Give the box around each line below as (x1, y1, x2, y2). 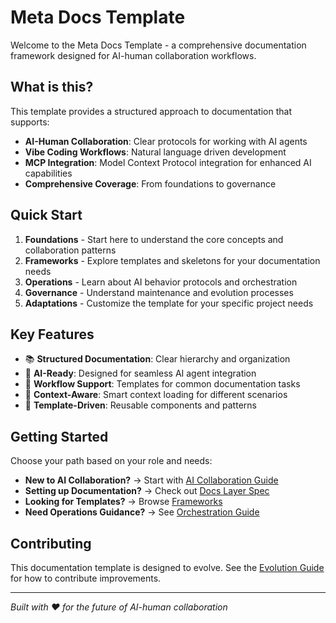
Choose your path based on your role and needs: (10, 455, 213, 467)
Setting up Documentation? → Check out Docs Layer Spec (24, 485, 270, 497)
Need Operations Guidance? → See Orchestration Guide (24, 506, 260, 518)
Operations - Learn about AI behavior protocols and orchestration (24, 276, 298, 288)
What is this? (10, 79, 94, 96)
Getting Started (10, 428, 109, 445)
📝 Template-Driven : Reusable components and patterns (24, 399, 257, 411)
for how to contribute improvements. (10, 572, 162, 584)
